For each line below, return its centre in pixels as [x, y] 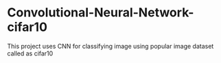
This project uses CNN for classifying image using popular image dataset [110, 46]
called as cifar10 [30, 53]
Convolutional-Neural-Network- [101, 13]
